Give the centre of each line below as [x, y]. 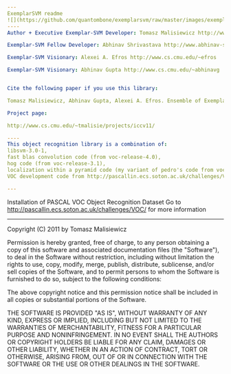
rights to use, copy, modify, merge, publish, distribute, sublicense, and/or [111, 264]
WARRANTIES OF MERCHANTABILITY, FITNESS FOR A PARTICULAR [104, 327]
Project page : [27, 113]
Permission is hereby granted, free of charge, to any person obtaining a [108, 242]
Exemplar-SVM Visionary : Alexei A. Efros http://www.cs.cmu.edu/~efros [112, 58]
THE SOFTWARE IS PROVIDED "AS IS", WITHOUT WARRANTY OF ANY [107, 313]
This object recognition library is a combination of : [87, 144]
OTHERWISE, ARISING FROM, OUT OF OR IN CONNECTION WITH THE [107, 356]
